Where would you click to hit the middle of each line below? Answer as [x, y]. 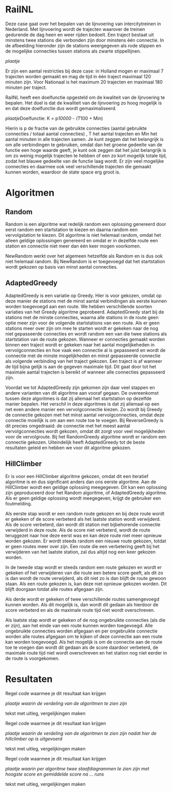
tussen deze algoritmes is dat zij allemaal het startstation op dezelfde [79, 398]
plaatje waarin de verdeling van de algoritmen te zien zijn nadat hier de [81, 733]
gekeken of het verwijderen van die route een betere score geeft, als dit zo [84, 573]
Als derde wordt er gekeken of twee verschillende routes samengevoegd [82, 599]
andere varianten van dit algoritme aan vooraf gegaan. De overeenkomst [82, 393]
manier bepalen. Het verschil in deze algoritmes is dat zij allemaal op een [82, 404]
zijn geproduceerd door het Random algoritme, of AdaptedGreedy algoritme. [86, 492]
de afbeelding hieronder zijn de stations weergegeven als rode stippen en [83, 45]
